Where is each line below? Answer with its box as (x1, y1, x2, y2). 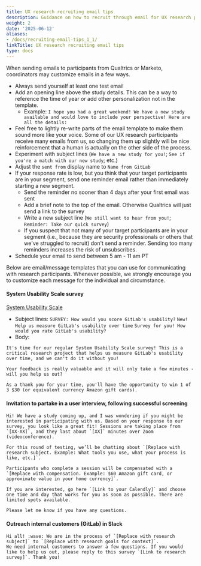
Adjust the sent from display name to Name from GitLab (14, 163, 151, 170)
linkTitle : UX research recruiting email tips (6, 43, 124, 49)
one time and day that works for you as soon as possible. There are (6, 492, 184, 498)
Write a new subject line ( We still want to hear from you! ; (23, 214, 172, 221)
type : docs (6, 48, 33, 54)
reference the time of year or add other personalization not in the (14, 95, 175, 102)
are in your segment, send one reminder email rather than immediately (14, 175, 188, 183)
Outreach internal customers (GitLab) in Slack (6, 520, 123, 527)
